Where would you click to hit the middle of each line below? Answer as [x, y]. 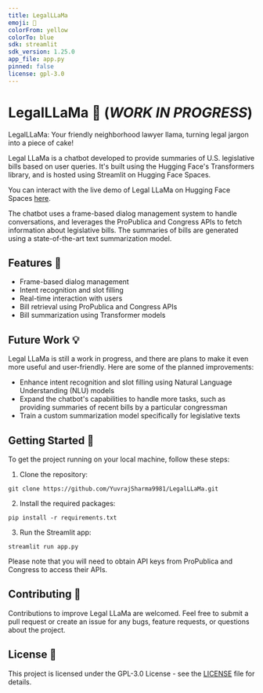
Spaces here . [29, 198]
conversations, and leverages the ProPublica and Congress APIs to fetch [125, 221]
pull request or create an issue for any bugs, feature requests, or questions [129, 622]
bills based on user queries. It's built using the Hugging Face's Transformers [131, 166]
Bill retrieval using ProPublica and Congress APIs [98, 307]
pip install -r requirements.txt [63, 518]
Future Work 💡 [44, 339]
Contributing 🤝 [45, 595]
